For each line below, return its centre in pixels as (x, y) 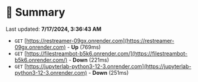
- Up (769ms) (84, 47)
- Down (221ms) (89, 60)
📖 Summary (35, 12)
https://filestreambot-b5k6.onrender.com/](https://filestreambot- (107, 53)
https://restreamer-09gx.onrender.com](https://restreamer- (101, 40)
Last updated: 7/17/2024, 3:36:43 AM (54, 29)
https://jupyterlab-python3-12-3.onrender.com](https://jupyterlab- (109, 66)
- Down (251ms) (108, 72)
